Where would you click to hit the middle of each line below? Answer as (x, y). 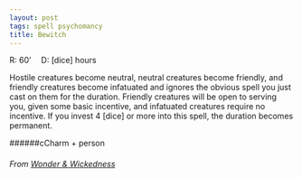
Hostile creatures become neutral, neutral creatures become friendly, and (146, 78)
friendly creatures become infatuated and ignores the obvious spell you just (151, 88)
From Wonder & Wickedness (62, 164)
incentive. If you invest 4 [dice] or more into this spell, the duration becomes (151, 116)
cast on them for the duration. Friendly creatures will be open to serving (143, 97)
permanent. (31, 126)
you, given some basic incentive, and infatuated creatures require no (137, 107)
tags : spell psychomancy (56, 26)
